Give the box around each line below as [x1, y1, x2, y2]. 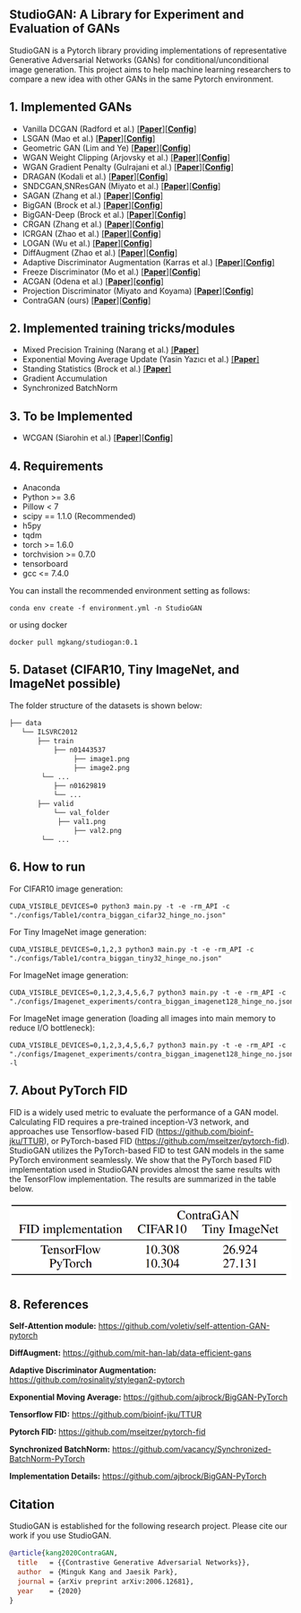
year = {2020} [17, 1586, 82, 1595]
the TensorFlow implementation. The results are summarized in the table [9, 1174, 277, 1184]
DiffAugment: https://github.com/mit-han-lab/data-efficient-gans [9, 1348, 253, 1358]
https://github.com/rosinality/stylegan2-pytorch [9, 1375, 185, 1385]
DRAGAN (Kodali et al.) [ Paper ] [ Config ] [21, 170, 168, 182]
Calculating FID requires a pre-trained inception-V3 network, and [9, 1116, 249, 1127]
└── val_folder [53, 808, 110, 817]
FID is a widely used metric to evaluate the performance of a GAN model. [9, 1106, 279, 1117]
